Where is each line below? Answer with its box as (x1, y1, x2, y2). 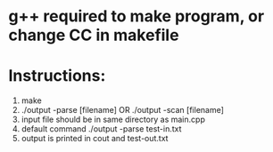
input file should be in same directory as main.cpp (21, 114, 206, 125)
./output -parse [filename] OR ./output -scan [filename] (21, 105, 225, 116)
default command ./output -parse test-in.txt (21, 124, 182, 134)
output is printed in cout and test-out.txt (21, 133, 169, 144)
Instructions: (8, 66, 106, 86)
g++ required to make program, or (8, 6, 265, 27)
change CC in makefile (8, 25, 179, 45)
